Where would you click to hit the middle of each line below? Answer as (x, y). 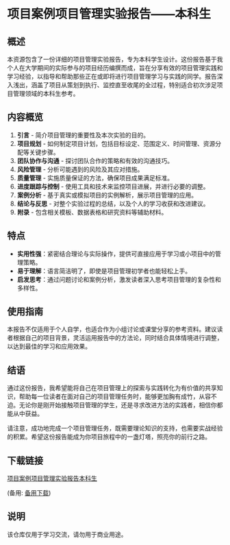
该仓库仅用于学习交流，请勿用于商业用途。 (67, 534)
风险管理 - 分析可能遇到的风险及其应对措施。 (80, 169)
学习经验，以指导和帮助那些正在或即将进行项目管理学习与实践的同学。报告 (112, 76)
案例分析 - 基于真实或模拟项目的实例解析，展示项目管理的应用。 (107, 195)
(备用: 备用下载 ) (29, 493)
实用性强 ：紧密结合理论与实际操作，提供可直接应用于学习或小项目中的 (116, 254)
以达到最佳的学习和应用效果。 (49, 346)
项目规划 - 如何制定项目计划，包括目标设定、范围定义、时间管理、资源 (116, 143)
